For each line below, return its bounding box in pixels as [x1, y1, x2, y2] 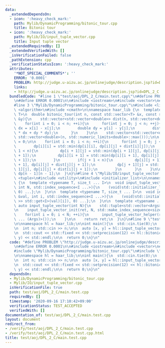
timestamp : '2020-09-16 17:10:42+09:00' [9, 298, 93, 304]
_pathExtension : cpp [9, 57, 52, 62]
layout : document [5, 317, 41, 322]
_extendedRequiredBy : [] [9, 44, 60, 49]
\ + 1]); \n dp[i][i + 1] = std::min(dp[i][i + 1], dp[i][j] [14, 153, 160, 158]
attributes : [9, 67, 34, 72]
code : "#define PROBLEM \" [9, 240, 65, 245]
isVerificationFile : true [9, 285, 63, 290]
